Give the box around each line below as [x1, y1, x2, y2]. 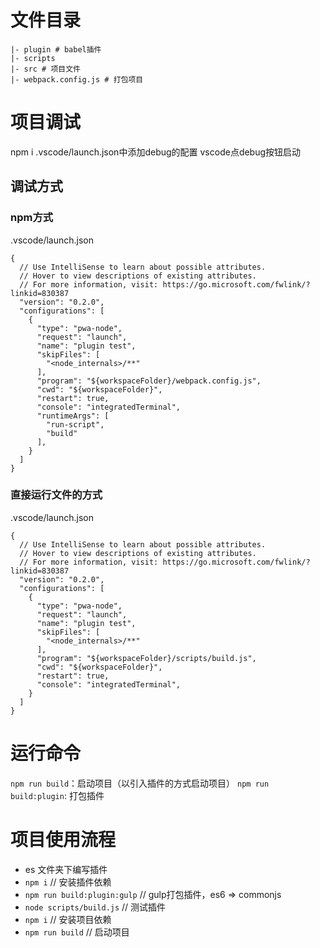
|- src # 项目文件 [10, 64, 81, 74]
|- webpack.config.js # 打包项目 [10, 74, 144, 85]
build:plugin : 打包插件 [10, 789, 105, 801]
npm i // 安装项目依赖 [24, 913, 112, 925]
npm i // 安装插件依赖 [24, 876, 112, 888]
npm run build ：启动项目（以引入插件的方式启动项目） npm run [10, 777, 270, 789]
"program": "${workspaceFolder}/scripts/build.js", [36, 653, 257, 663]
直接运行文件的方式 [10, 488, 103, 502]
